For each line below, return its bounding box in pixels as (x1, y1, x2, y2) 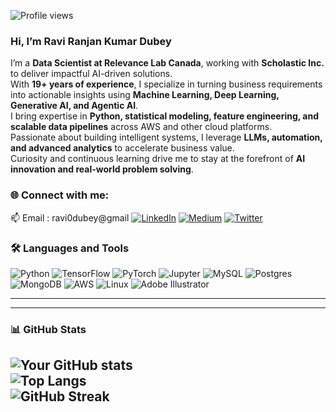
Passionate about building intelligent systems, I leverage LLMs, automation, (10, 131, 323, 144)
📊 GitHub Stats (10, 322, 87, 336)
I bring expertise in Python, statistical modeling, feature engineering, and (10, 110, 319, 122)
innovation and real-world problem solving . (10, 163, 194, 175)
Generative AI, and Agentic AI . (10, 100, 139, 112)
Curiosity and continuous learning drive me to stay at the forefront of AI (10, 153, 306, 165)
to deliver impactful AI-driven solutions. (10, 68, 173, 80)
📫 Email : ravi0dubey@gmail (10, 211, 130, 224)
